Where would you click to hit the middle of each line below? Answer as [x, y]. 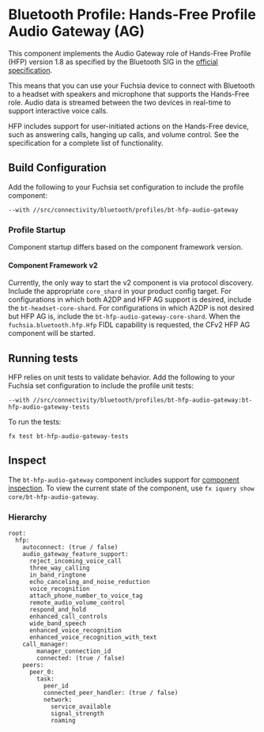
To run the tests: [35, 422]
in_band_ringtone [58, 575]
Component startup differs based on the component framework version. [126, 247]
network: [58, 700]
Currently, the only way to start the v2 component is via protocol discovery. [131, 283]
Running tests [43, 358]
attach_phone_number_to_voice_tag [86, 596]
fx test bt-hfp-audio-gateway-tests [68, 437]
